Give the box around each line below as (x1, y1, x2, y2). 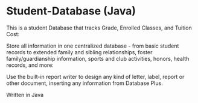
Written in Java (6, 91, 44, 98)
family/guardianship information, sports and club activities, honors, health (6, 55, 190, 62)
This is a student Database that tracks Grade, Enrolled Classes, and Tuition (6, 24, 192, 31)
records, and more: (6, 61, 54, 69)
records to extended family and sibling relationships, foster (6, 48, 153, 55)
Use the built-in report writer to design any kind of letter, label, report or (6, 73, 185, 80)
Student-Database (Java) (6, 4, 136, 18)
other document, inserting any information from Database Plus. (6, 80, 163, 87)
